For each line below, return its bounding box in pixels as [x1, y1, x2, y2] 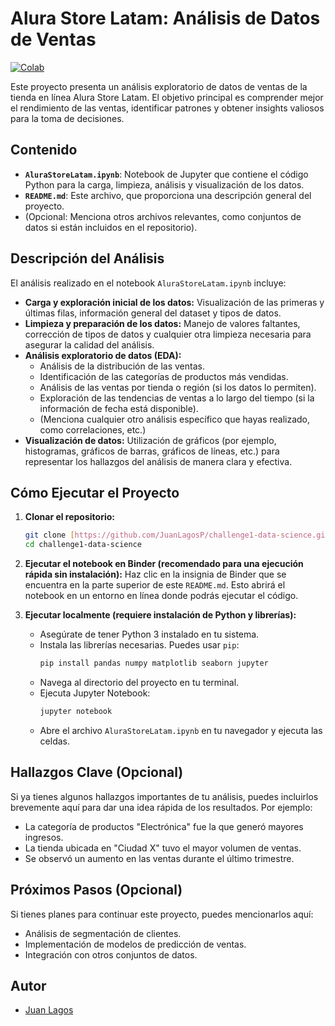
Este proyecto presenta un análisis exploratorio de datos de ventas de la [10, 80, 308, 92]
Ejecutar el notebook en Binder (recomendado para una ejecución [24, 558, 304, 570]
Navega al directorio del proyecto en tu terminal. [39, 677, 240, 688]
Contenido [10, 142, 78, 159]
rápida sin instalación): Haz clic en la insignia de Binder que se [24, 568, 287, 581]
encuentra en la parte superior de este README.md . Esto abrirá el [24, 579, 286, 591]
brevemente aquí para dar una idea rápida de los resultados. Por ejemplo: [10, 801, 313, 813]
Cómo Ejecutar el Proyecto [10, 484, 180, 501]
